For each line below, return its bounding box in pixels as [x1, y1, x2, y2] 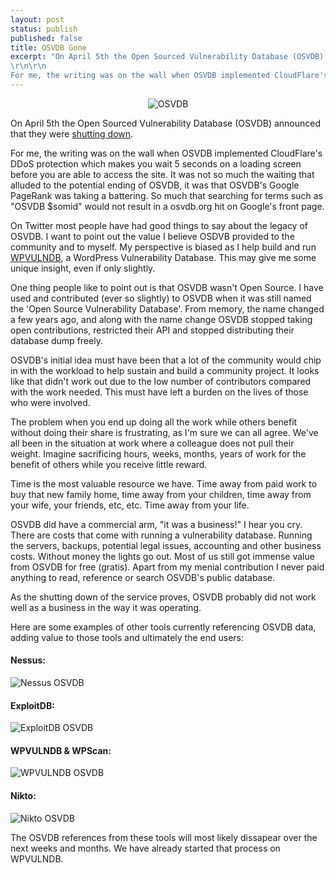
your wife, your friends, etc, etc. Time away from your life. [10, 499, 250, 511]
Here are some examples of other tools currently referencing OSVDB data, [10, 621, 317, 633]
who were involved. [10, 396, 91, 408]
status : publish [10, 24, 78, 34]
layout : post [10, 14, 65, 25]
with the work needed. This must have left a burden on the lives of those [10, 386, 309, 398]
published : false [10, 33, 83, 43]
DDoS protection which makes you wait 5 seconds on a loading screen [10, 157, 302, 170]
